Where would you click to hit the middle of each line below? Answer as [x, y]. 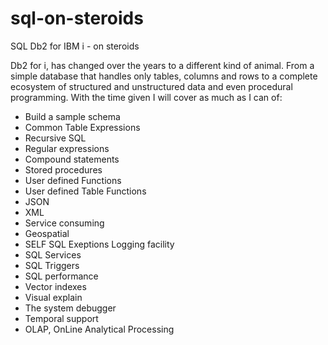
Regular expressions [67, 148]
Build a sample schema [72, 116]
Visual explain [53, 297]
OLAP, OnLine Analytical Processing [99, 329]
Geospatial [47, 233]
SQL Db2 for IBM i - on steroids [75, 46]
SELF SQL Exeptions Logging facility [99, 244]
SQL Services [53, 254]
